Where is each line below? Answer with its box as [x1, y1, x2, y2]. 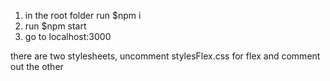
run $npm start [24, 20, 87, 32]
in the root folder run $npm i [24, 10, 142, 21]
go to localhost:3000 [24, 31, 112, 42]
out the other [10, 61, 64, 72]
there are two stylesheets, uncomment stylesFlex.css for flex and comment [10, 50, 321, 62]
